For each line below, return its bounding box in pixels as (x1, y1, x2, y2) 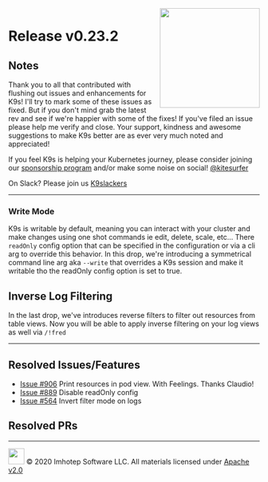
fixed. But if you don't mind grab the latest (8, 105, 147, 115)
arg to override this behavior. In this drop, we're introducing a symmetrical (8, 249, 252, 259)
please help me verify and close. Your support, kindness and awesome (8, 123, 242, 131)
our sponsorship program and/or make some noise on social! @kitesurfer (8, 163, 249, 172)
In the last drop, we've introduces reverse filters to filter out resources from (8, 311, 256, 320)
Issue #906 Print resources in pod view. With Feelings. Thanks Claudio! (19, 378, 254, 389)
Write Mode (8, 206, 55, 217)
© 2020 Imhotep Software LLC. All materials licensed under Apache (26, 457, 250, 466)
